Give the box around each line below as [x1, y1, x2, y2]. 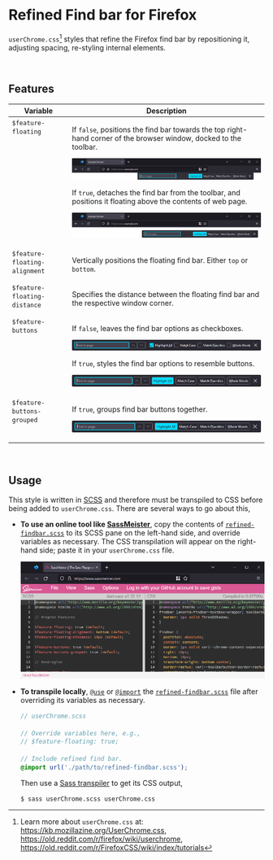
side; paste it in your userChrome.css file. [39, 545, 175, 555]
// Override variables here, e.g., [19, 729, 141, 737]
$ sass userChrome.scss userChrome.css [19, 795, 156, 803]
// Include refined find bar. [19, 755, 123, 763]
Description [145, 106, 187, 116]
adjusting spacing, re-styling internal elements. [8, 42, 167, 52]
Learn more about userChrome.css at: [19, 816, 144, 827]
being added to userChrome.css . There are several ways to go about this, [8, 504, 250, 513]
